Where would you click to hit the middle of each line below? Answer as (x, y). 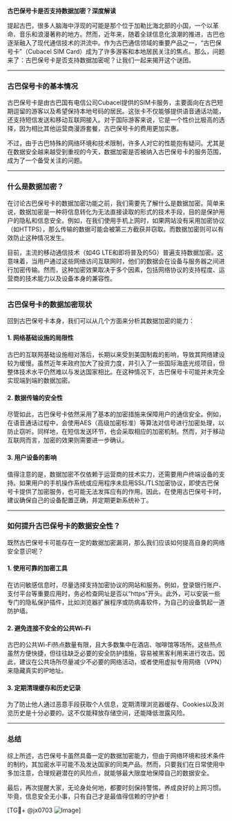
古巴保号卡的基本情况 (42, 86)
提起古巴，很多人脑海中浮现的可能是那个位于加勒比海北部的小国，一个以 (110, 26)
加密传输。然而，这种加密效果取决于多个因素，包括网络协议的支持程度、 (116, 270)
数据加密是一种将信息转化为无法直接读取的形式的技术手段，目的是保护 (119, 212)
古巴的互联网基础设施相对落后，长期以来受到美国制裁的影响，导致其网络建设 (116, 355)
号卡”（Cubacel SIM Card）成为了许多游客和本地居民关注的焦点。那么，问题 (116, 52)
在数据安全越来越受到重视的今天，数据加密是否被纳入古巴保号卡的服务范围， (116, 152)
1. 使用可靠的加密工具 (37, 568)
